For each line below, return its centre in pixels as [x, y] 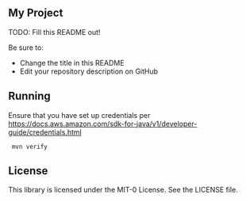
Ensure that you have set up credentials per [79, 115]
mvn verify [29, 147]
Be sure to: [26, 48]
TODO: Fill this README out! [54, 32]
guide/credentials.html [45, 132]
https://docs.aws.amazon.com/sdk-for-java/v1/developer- [103, 124]
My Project [36, 13]
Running [30, 96]
